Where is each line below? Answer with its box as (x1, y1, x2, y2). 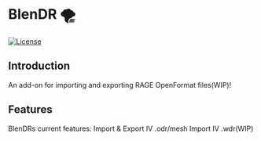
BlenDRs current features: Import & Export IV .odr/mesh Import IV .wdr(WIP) (8, 124, 254, 133)
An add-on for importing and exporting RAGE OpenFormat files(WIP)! (8, 80, 232, 89)
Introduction (8, 60, 71, 73)
